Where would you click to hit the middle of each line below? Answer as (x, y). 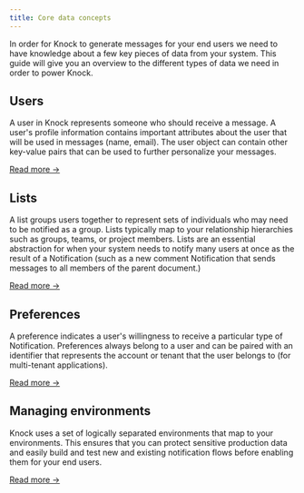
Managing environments (80, 411)
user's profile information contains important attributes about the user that (148, 133)
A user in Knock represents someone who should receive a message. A (143, 123)
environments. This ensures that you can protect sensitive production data (148, 442)
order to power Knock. (51, 73)
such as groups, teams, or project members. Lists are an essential (132, 239)
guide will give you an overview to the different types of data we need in (144, 63)
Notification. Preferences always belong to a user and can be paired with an (151, 346)
